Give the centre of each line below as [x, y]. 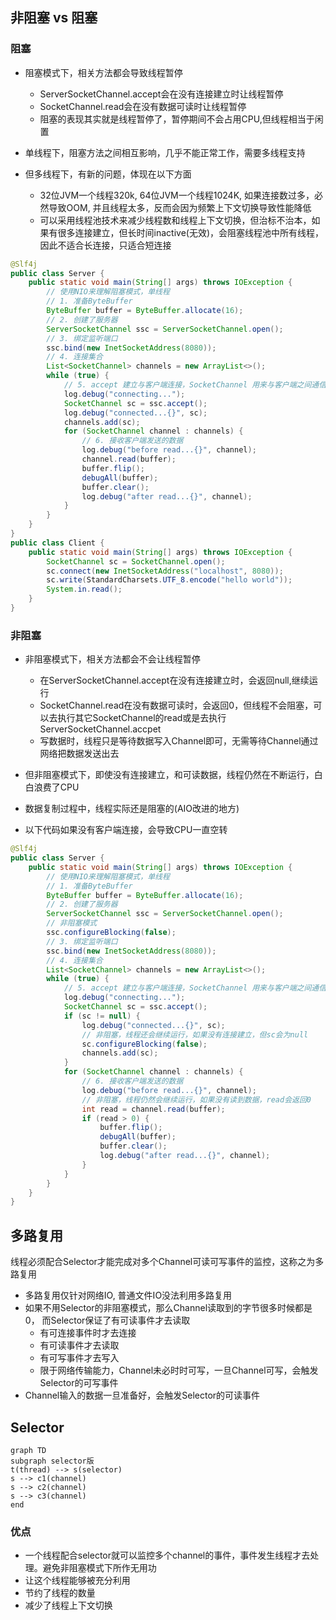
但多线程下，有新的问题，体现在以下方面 [108, 174]
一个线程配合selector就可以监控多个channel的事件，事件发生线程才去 [167, 1555]
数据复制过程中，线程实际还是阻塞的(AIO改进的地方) [132, 809]
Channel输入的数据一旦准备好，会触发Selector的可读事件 [142, 1395]
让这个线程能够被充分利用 [77, 1580]
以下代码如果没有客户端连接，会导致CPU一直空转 [126, 830]
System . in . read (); [84, 589]
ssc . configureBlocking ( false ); [111, 933]
